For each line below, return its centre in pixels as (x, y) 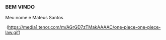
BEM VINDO (20, 7)
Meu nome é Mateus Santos (34, 18)
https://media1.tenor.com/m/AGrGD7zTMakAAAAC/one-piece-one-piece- (85, 27)
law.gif (12, 33)
